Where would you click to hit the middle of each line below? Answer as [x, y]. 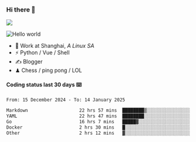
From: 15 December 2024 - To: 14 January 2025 [66, 100]
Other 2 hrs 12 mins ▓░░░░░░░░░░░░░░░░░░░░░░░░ [98, 133]
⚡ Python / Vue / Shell [42, 53]
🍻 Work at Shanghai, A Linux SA [55, 46]
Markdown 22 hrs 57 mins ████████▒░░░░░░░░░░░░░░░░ [98, 111]
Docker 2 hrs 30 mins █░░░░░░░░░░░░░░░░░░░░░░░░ [98, 127]
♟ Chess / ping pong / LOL [49, 70]
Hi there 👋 [21, 10]
